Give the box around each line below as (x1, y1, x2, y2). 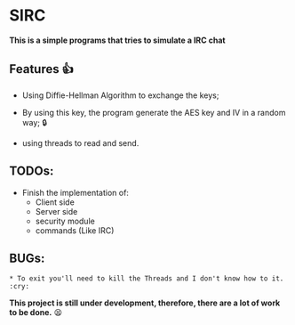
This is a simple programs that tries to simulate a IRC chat (9, 35, 226, 45)
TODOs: (9, 164, 54, 179)
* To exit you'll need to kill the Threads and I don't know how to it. (9, 274, 284, 283)
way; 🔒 (21, 117, 47, 127)
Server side (35, 206, 78, 216)
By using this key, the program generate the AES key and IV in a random (21, 107, 286, 118)
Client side (35, 197, 76, 207)
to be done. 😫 (9, 307, 63, 318)
